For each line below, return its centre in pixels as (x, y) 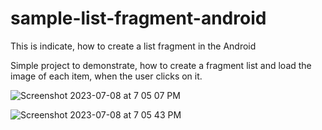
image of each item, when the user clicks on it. (106, 76)
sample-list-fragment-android (138, 18)
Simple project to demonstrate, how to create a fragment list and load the (161, 65)
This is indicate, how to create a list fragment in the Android (133, 46)
